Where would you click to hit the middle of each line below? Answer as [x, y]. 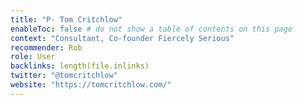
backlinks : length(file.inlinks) [80, 66]
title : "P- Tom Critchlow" [66, 19]
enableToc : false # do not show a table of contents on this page [151, 29]
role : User [33, 57]
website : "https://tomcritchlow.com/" [91, 85]
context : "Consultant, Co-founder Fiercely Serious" [122, 38]
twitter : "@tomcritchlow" [64, 76]
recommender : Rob [46, 47]
